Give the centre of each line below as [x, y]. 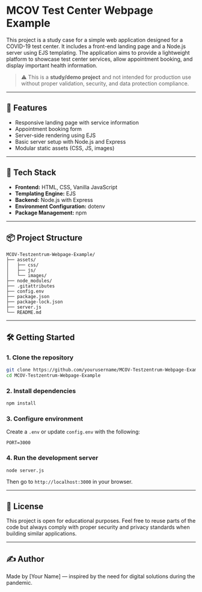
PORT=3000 [19, 443]
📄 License [25, 506]
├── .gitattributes [31, 286]
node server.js [25, 470]
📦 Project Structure [44, 238]
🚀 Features [27, 108]
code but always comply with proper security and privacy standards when [98, 527]
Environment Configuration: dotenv [60, 206]
